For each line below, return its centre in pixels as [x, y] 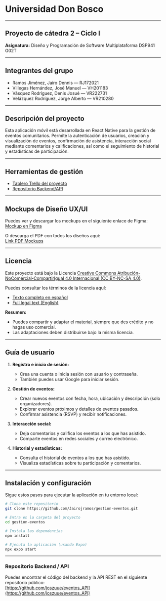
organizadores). [36, 403]
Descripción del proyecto [45, 118]
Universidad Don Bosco [54, 9]
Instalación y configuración [48, 483]
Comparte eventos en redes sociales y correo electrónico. [79, 438]
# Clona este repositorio [32, 504]
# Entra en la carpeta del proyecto [43, 517]
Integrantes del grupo [39, 71]
